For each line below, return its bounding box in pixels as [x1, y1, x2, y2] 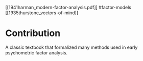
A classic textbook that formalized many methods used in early [5, 44, 138, 50]
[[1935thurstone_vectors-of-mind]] [5, 10, 78, 16]
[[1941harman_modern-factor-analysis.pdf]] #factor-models [5, 5, 132, 10]
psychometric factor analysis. [5, 49, 68, 55]
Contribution [5, 27, 61, 39]
